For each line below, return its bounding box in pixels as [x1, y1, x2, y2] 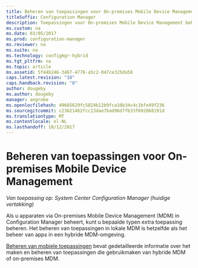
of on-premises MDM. [6, 255, 60, 262]
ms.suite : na [6, 47, 38, 53]
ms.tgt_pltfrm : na [6, 58, 51, 64]
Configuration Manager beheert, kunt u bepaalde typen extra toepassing [6, 218, 183, 225]
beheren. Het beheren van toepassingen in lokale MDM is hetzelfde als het [6, 224, 187, 231]
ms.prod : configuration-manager [6, 36, 85, 42]
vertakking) [6, 201, 34, 208]
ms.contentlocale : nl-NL [6, 119, 67, 125]
